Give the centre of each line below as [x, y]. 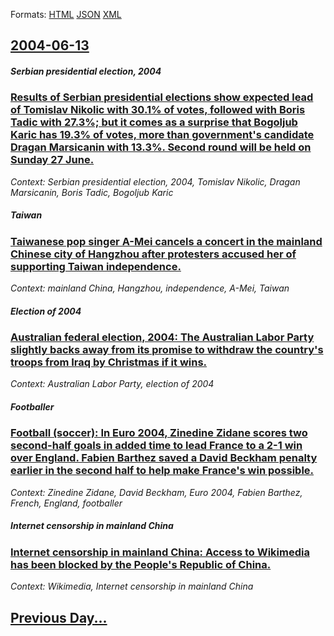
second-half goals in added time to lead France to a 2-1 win [156, 446]
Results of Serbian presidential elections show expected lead [162, 97]
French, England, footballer [66, 503]
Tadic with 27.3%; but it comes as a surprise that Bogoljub [154, 122]
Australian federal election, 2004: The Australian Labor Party [162, 337]
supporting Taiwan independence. [96, 266]
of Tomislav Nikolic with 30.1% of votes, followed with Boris [158, 110]
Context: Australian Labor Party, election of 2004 [112, 384]
